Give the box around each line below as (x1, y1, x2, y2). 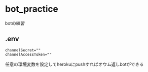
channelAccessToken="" (5, 52, 52, 57)
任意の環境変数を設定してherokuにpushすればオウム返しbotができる (5, 61, 144, 67)
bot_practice (5, 3, 58, 15)
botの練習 (5, 20, 25, 26)
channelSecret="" (5, 48, 41, 52)
